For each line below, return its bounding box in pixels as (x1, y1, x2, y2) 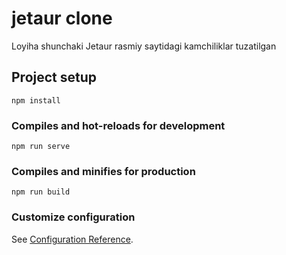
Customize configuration (11, 210, 136, 224)
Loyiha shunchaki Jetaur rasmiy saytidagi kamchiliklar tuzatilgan (11, 40, 277, 52)
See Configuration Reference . (11, 233, 134, 245)
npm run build (11, 187, 71, 197)
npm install (11, 95, 61, 106)
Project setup (11, 69, 98, 86)
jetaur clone (11, 7, 113, 30)
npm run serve (11, 142, 71, 152)
